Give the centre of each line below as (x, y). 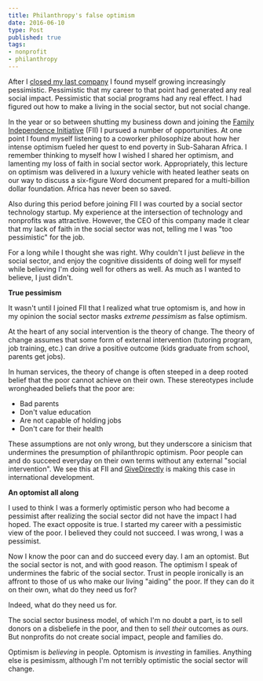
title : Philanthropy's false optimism (71, 15)
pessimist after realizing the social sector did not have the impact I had (122, 516)
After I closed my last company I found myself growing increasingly (117, 81)
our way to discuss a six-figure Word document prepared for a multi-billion (129, 180)
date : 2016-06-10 (37, 23)
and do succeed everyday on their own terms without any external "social (128, 460)
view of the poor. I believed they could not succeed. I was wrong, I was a (126, 533)
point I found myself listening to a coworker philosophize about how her (124, 138)
